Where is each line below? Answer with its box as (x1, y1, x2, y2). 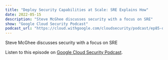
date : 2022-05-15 (5, 12, 41, 17)
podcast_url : (5, 26, 32, 31)
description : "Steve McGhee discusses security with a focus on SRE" (5, 16, 153, 21)
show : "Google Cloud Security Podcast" (5, 21, 88, 26)
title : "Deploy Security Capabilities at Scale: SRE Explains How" (5, 7, 149, 12)
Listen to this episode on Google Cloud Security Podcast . (5, 49, 123, 55)
